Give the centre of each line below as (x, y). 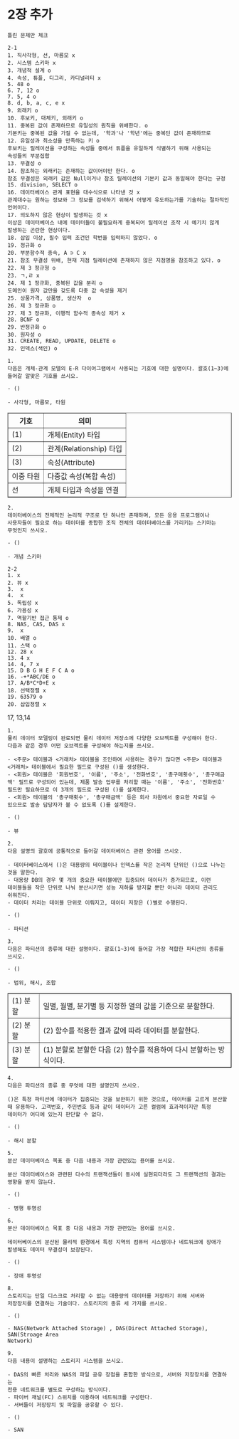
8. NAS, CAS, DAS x (36, 624)
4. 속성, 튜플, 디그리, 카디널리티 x (54, 78)
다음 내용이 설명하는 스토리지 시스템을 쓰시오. (66, 1361)
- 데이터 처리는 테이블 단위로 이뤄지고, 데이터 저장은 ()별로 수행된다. (98, 902)
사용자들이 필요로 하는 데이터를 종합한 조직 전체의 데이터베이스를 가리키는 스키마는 (112, 523)
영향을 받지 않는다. (32, 1182)
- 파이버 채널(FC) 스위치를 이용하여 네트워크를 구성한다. (80, 1397)
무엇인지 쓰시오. (28, 530)
